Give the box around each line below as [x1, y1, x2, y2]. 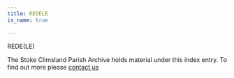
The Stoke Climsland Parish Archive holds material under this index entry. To [7, 55, 228, 63]
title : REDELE [7, 10, 49, 17]
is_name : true [7, 17, 49, 24]
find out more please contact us [7, 63, 99, 71]
